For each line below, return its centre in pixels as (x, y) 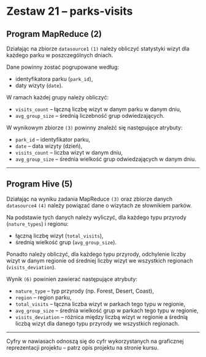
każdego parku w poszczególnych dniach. (60, 55)
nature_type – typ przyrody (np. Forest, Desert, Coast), (85, 291)
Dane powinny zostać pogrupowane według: (63, 67)
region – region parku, (43, 297)
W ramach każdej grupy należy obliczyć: (58, 97)
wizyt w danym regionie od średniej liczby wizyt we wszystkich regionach (100, 260)
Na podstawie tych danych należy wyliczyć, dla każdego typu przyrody (97, 217)
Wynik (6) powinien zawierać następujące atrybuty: (72, 279)
